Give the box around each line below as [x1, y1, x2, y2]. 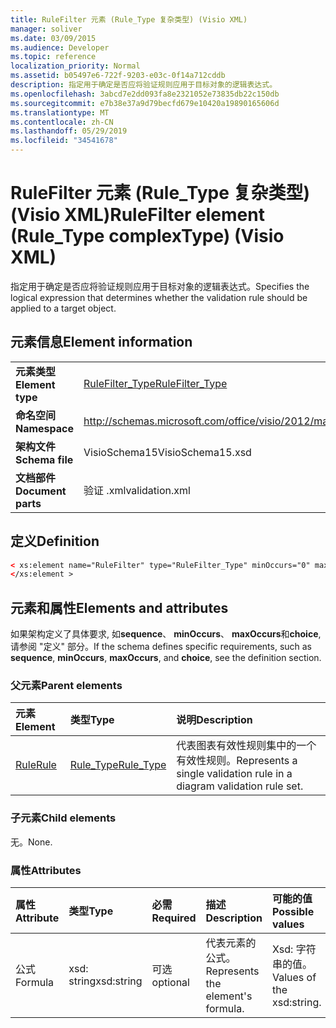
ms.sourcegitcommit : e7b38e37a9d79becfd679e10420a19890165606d [10, 98, 280, 108]
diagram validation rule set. [176, 779, 304, 793]
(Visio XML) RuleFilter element [10, 204, 265, 226]
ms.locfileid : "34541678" [10, 136, 118, 146]
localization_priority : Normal [10, 61, 141, 71]
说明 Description [176, 713, 253, 727]
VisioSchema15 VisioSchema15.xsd [83, 445, 252, 459]
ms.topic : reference [10, 52, 97, 62]
